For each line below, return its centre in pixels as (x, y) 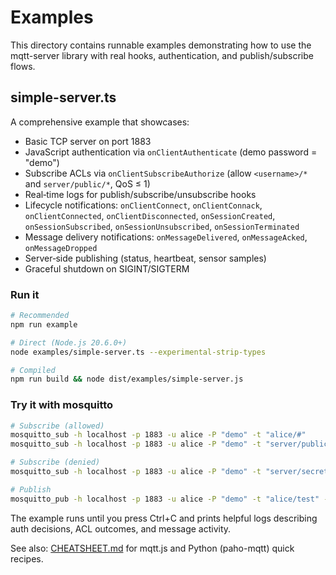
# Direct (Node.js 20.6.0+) (69, 342)
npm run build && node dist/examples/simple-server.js (127, 379)
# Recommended (40, 316)
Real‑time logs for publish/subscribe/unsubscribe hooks (140, 194)
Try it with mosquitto (62, 405)
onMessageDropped (61, 248)
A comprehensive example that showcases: (100, 122)
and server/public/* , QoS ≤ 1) (87, 183)
